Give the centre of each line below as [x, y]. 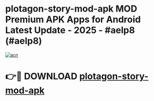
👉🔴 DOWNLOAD [41, 77]
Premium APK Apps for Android [73, 19]
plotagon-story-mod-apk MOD [71, 9]
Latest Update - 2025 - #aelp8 [70, 30]
